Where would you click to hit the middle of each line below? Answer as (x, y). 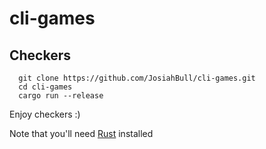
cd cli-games (45, 87)
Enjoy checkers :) (45, 114)
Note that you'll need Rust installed (81, 133)
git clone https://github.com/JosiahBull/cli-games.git (137, 78)
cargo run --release (61, 96)
